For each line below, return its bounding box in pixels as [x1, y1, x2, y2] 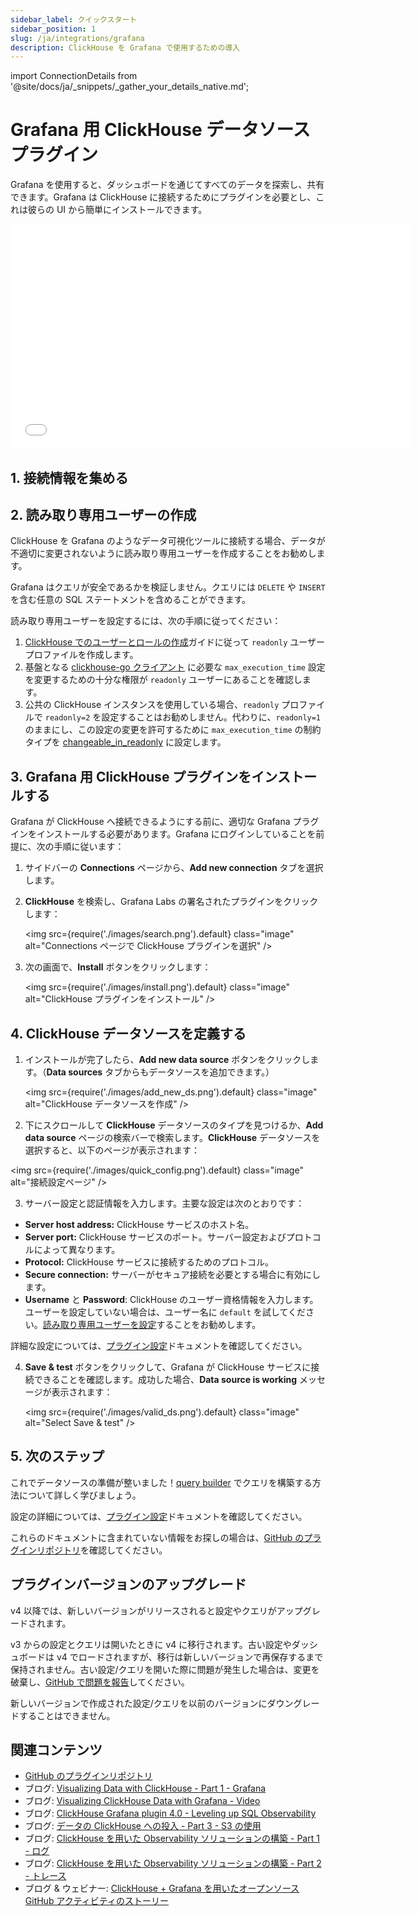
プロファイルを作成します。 [24, 649, 139, 661]
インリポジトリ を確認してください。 [18, 1544, 168, 1556]
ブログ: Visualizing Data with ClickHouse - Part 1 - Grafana [24, 1782, 267, 1795]
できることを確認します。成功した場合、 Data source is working [33, 1374, 298, 1386]
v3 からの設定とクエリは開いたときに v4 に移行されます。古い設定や [10, 1638, 292, 1650]
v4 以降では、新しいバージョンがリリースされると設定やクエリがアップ [10, 1604, 303, 1616]
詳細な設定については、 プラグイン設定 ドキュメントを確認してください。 [10, 1340, 308, 1352]
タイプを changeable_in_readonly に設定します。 [24, 736, 227, 748]
